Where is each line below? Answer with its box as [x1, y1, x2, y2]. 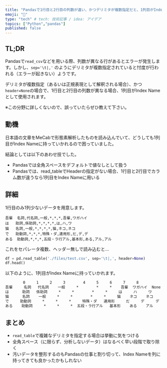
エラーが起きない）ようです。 [18, 70, 79, 76]
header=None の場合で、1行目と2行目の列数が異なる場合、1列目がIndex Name [5, 87, 161, 93]
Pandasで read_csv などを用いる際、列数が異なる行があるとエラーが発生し [5, 58, 156, 64]
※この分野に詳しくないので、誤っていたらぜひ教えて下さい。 [5, 104, 129, 110]
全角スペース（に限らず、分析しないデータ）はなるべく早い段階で [12, 339, 147, 345]
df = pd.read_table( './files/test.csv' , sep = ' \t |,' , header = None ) [5, 256, 146, 261]
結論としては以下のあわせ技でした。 [5, 151, 80, 157]
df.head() [5, 260, 26, 266]
